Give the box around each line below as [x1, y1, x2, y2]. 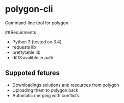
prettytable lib [12, 49, 41, 55]
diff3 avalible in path [12, 54, 54, 60]
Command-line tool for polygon [5, 20, 69, 26]
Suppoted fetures [5, 69, 60, 77]
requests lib [12, 44, 36, 50]
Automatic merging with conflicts [12, 92, 79, 98]
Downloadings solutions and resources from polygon [12, 82, 119, 88]
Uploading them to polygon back [12, 87, 78, 93]
